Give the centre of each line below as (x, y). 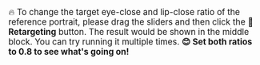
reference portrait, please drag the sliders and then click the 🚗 (131, 22)
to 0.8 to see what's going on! (69, 52)
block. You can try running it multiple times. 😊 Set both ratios (130, 42)
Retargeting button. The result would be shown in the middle (129, 32)
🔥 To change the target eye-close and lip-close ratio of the (124, 12)
